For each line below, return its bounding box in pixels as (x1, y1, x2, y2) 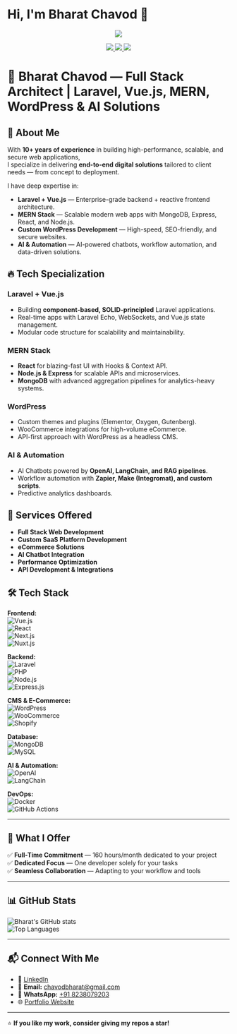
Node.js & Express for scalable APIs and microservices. (17, 368, 181, 377)
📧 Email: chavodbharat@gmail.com (17, 982, 121, 991)
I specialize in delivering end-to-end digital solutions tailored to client (7, 160, 212, 169)
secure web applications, (7, 152, 80, 161)
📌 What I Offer (7, 832, 71, 844)
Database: (7, 733, 39, 741)
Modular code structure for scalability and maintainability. (17, 327, 186, 336)
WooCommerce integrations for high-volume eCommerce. (17, 425, 187, 433)
